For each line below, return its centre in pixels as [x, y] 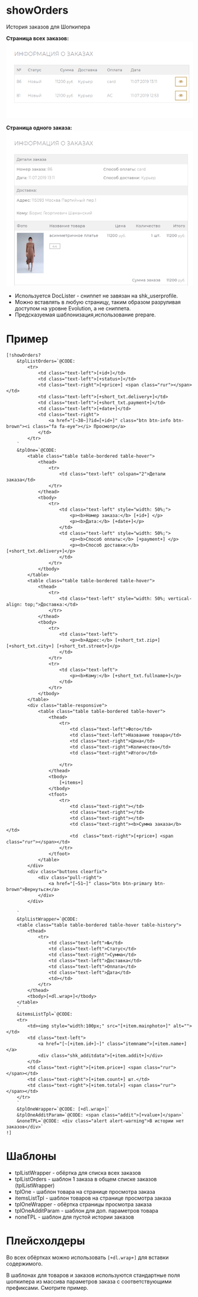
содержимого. [25, 1264]
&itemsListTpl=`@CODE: [45, 1014]
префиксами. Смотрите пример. [47, 1288]
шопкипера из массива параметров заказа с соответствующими [89, 1282]
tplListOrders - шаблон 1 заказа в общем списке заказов [86, 1179]
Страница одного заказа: [39, 128]
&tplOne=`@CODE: [37, 451]
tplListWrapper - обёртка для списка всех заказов [78, 1173]
